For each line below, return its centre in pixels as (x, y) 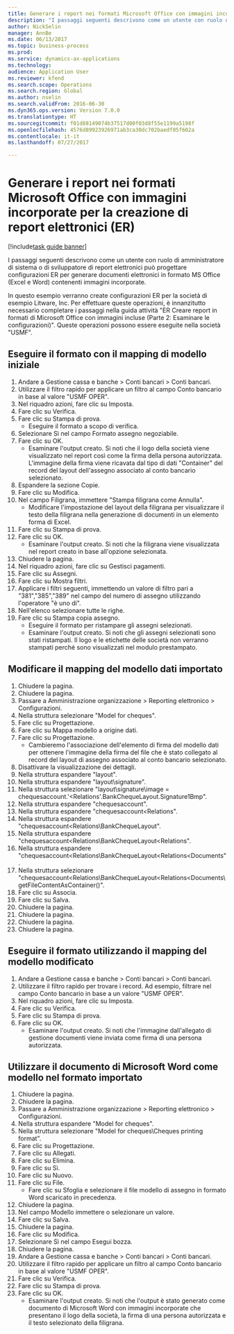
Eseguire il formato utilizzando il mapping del (108, 951)
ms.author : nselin (34, 98)
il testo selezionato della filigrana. (76, 1323)
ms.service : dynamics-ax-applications (64, 59)
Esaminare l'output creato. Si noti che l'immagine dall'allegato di (120, 1030)
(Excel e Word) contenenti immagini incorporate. (77, 282)
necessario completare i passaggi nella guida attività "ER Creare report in (112, 310)
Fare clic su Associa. (48, 892)
